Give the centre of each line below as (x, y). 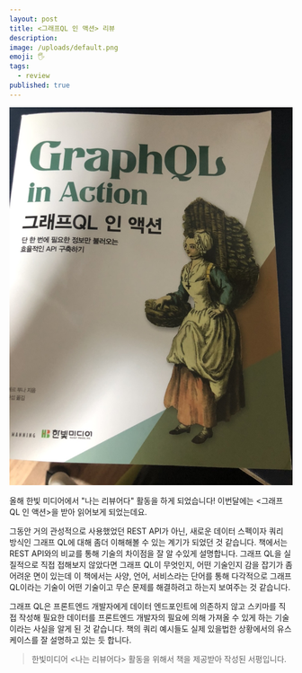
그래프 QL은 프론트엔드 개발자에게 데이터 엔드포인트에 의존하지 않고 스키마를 (143, 606)
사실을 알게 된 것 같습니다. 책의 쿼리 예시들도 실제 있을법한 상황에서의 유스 (162, 628)
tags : (19, 66)
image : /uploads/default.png (64, 48)
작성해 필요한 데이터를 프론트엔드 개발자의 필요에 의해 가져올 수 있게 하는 (146, 617)
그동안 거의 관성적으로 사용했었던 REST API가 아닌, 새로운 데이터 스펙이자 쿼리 (147, 531)
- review (34, 76)
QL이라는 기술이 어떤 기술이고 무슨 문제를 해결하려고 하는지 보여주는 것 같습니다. (150, 587)
